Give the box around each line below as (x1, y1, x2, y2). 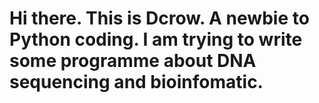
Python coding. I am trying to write (9, 28, 303, 51)
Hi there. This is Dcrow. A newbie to (9, 7, 310, 30)
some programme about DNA (9, 50, 257, 72)
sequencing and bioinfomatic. (9, 71, 264, 94)
